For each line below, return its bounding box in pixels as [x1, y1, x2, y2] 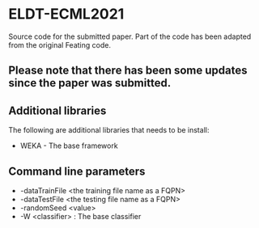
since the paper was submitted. [8, 76, 172, 90]
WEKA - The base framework [19, 141, 119, 150]
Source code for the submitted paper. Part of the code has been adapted [8, 32, 252, 41]
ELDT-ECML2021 [8, 5, 125, 23]
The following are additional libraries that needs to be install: [8, 125, 210, 135]
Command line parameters [8, 164, 146, 178]
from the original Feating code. [8, 40, 112, 49]
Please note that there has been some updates [8, 64, 248, 78]
